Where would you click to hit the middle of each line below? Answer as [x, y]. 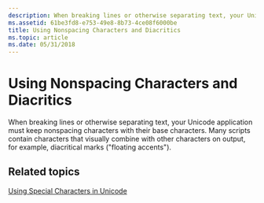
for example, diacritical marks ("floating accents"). [90, 147]
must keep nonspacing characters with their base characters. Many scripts [130, 131]
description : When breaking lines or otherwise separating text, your [126, 15]
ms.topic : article [38, 37]
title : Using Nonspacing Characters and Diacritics [94, 30]
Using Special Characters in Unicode [68, 190]
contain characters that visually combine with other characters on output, [127, 139]
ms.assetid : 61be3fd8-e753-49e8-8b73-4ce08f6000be [93, 23]
